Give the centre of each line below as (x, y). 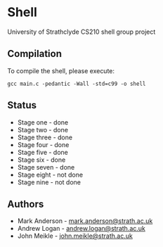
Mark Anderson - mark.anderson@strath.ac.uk (85, 221)
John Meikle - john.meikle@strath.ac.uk (75, 236)
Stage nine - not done (49, 182)
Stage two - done (43, 129)
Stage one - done (43, 122)
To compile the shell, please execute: (61, 70)
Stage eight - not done (50, 175)
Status (22, 105)
